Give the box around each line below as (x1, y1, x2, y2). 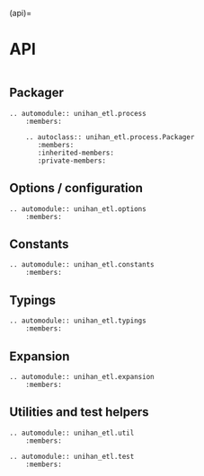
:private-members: (37, 156, 106, 165)
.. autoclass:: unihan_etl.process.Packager (25, 132, 195, 142)
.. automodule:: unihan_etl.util (9, 428, 135, 437)
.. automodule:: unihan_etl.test (9, 452, 135, 461)
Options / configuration (9, 181, 144, 196)
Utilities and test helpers (9, 404, 149, 420)
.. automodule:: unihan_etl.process (9, 109, 146, 118)
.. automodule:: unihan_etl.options (9, 204, 146, 214)
